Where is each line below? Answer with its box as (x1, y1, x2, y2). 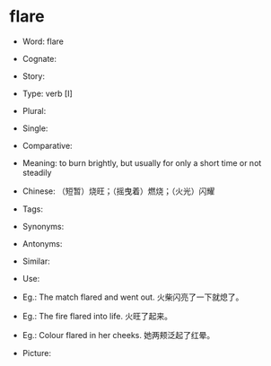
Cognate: (22, 53, 57, 64)
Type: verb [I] (22, 88, 74, 99)
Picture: (22, 347, 52, 358)
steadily (22, 167, 52, 178)
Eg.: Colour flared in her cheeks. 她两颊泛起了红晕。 (22, 329, 215, 340)
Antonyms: (22, 238, 63, 248)
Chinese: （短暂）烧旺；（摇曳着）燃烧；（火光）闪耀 (22, 186, 215, 196)
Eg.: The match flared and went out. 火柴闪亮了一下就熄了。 (22, 292, 244, 302)
